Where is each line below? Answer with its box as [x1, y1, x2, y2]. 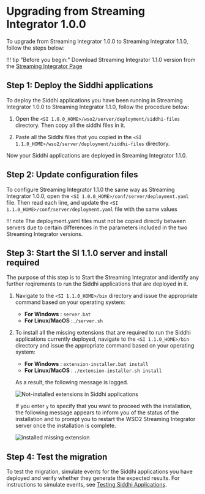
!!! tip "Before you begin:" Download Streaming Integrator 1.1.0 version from [6, 56, 196, 63]
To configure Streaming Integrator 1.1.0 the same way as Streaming [6, 186, 175, 193]
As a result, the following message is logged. [15, 379, 129, 386]
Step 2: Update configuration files [6, 170, 138, 180]
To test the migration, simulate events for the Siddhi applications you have [6, 468, 193, 476]
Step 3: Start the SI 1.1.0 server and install [6, 248, 168, 258]
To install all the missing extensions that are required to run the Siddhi [15, 329, 191, 336]
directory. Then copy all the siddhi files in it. [15, 121, 125, 129]
